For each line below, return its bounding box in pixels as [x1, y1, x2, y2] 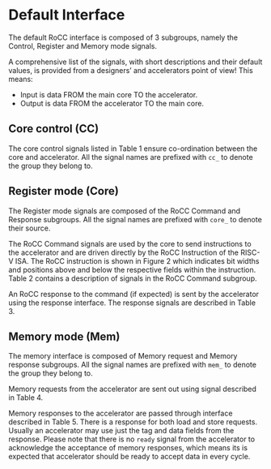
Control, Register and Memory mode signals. [8, 41, 158, 50]
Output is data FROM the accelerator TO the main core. [19, 98, 205, 108]
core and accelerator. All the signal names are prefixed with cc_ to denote [8, 152, 253, 161]
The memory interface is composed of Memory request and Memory [8, 351, 238, 361]
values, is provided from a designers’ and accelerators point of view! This [8, 65, 253, 75]
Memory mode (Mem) [8, 329, 121, 343]
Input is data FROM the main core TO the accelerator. [19, 89, 198, 99]
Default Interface [8, 6, 125, 24]
